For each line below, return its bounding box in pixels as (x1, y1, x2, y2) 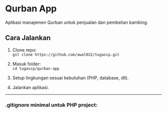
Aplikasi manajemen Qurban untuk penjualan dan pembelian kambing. (5, 19, 148, 25)
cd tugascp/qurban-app (12, 66, 60, 71)
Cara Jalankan (5, 34, 51, 42)
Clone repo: (12, 47, 37, 53)
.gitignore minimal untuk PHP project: (5, 101, 98, 108)
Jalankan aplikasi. (12, 84, 49, 90)
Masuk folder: (12, 60, 41, 67)
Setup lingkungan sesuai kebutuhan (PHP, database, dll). (12, 75, 129, 81)
